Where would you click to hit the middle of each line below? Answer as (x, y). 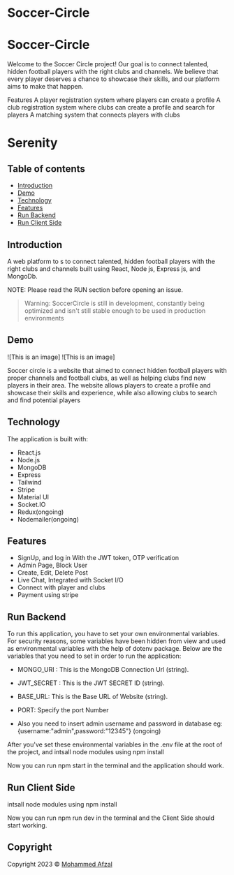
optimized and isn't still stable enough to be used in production (115, 310)
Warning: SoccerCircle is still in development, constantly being (114, 303)
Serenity (32, 143)
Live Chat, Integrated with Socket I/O (70, 580)
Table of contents (46, 169)
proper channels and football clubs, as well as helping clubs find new (107, 378)
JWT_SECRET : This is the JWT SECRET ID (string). (91, 683)
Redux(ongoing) (41, 512)
